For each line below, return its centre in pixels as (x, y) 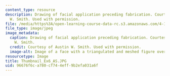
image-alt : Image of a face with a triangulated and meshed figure (82, 51)
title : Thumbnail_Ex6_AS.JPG (36, 61)
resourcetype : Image (27, 56)
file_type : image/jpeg (29, 28)
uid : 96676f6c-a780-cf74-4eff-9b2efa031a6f (52, 65)
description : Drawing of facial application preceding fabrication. (79, 14)
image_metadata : (22, 33)
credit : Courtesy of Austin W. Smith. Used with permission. (76, 47)
